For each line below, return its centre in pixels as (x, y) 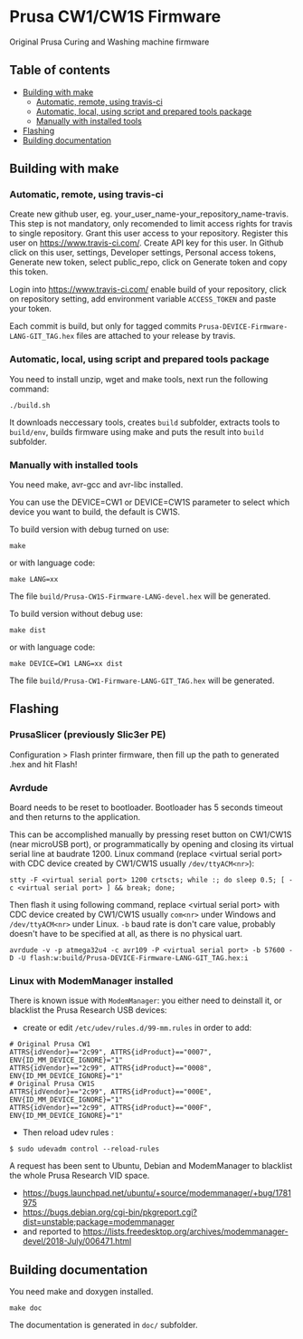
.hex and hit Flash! (43, 764)
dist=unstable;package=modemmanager (98, 1222)
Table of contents (60, 70)
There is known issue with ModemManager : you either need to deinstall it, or (146, 1001)
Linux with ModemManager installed (91, 980)
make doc (26, 1308)
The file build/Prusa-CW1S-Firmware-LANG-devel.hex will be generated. (140, 596)
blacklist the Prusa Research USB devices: (88, 1010)
